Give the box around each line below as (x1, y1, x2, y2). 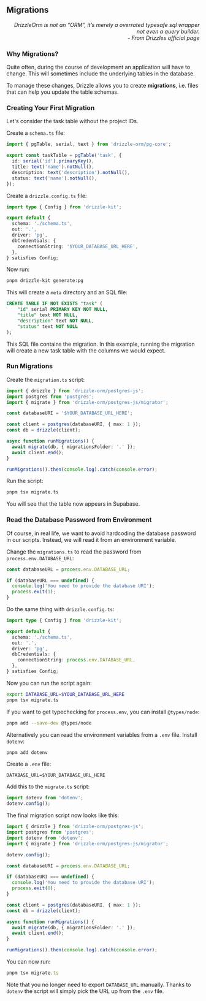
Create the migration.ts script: (6, 376, 85, 383)
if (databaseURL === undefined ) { (6, 577, 95, 584)
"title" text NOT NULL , (17, 312, 78, 318)
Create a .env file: (6, 760, 51, 768)
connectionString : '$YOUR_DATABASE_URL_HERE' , (17, 243, 139, 249)
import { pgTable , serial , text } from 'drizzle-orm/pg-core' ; (6, 141, 172, 148)
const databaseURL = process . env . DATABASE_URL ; (6, 566, 131, 573)
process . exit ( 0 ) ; (12, 885, 56, 891)
